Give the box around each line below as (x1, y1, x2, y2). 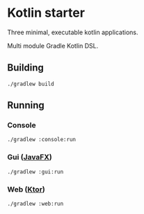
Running (7, 99, 45, 111)
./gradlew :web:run (7, 201, 64, 208)
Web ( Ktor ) (7, 184, 45, 194)
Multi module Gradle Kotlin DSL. (7, 41, 99, 50)
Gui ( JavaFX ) (7, 152, 52, 162)
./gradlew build (7, 80, 54, 87)
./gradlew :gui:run (7, 168, 64, 176)
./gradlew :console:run (7, 136, 77, 143)
